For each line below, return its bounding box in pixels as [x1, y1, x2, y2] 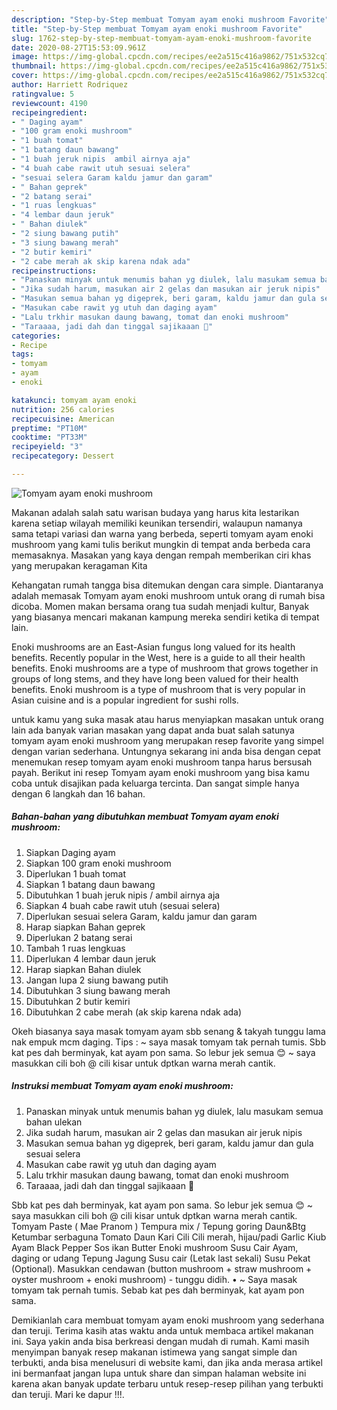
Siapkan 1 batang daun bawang [25, 878, 156, 890]
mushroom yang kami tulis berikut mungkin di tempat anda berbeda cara [11, 538, 311, 550]
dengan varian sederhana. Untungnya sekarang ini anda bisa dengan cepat [11, 745, 321, 757]
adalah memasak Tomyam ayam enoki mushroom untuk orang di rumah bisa [11, 589, 326, 601]
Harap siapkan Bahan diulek [25, 963, 142, 975]
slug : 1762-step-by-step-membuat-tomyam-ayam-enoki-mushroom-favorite [11, 33, 312, 43]
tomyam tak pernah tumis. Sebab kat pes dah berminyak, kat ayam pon [11, 1284, 305, 1296]
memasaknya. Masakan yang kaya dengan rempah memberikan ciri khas [11, 549, 312, 561]
